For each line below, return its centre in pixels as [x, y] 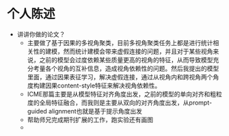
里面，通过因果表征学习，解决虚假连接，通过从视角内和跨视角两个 [120, 77]
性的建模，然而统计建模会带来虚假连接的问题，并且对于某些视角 [123, 51]
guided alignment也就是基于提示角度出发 [84, 111]
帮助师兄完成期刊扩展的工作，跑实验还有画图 [90, 120]
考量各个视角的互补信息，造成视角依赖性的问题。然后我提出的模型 [126, 68]
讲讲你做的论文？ [41, 34]
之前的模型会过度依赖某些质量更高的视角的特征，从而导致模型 [126, 59]
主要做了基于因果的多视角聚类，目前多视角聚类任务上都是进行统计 [120, 42]
